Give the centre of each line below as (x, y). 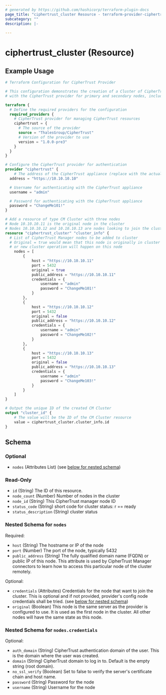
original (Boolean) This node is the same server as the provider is (80, 607)
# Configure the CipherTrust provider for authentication (66, 165)
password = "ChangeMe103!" (68, 381)
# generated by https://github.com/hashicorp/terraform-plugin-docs (77, 10)
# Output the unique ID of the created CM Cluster (58, 408)
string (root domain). (33, 666)
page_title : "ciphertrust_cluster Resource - (53, 14)
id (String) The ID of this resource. (47, 491)
